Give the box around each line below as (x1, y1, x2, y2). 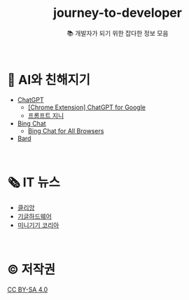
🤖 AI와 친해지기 (7, 72, 91, 88)
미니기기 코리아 (17, 221, 59, 229)
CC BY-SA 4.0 (7, 285, 48, 294)
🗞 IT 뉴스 (7, 175, 61, 191)
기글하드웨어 (17, 212, 52, 220)
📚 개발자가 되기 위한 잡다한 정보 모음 (66, 29, 169, 37)
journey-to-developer (53, 5, 182, 21)
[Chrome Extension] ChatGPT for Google (27, 103, 146, 111)
